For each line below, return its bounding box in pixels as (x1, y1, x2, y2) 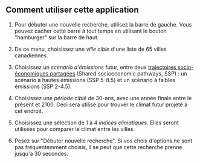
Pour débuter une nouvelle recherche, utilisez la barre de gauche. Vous (14, 21, 192, 28)
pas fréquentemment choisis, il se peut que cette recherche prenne (14, 143, 182, 150)
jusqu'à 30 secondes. (14, 150, 69, 157)
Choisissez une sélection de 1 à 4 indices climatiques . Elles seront (14, 119, 179, 126)
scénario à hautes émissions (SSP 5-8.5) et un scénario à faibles (14, 76, 176, 83)
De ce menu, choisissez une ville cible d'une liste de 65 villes (14, 45, 167, 53)
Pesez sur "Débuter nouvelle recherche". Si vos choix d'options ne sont (14, 137, 193, 144)
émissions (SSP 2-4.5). (14, 83, 72, 90)
